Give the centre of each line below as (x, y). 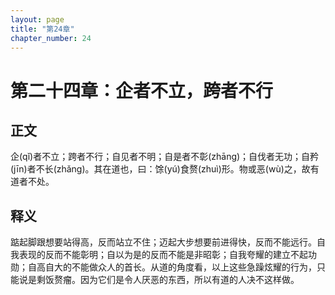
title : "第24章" (42, 29)
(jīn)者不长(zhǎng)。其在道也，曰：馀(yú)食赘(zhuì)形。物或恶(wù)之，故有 (165, 169)
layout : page (37, 19)
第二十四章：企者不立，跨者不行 (142, 90)
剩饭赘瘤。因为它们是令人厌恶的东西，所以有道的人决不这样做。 (168, 280)
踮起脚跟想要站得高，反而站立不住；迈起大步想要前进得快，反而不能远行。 (163, 242)
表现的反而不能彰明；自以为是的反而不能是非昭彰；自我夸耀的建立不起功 (167, 255)
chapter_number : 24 (51, 38)
